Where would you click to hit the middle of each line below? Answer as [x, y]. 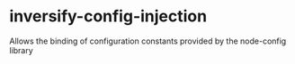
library [21, 50]
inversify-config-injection [108, 16]
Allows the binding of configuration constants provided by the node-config [148, 41]
